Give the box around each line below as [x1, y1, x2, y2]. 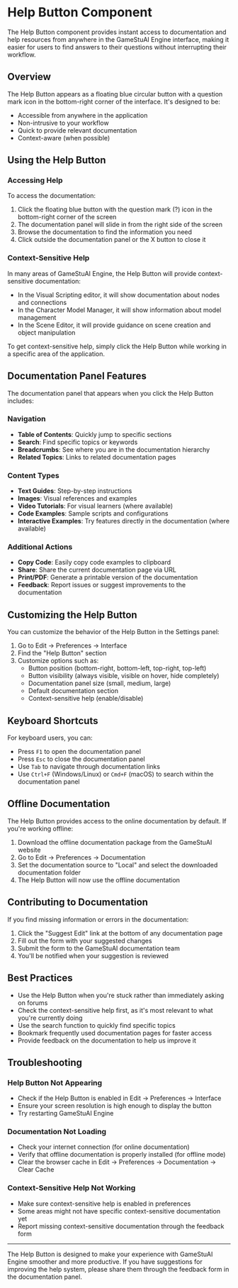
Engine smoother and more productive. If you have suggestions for [7, 1257, 203, 1266]
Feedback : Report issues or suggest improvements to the [17, 581, 186, 589]
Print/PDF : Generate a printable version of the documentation [17, 573, 198, 582]
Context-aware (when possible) [17, 133, 110, 142]
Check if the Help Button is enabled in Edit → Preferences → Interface [17, 1094, 222, 1103]
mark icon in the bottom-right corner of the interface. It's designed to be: [7, 97, 221, 106]
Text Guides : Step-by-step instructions [17, 487, 132, 495]
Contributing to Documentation [7, 896, 149, 909]
